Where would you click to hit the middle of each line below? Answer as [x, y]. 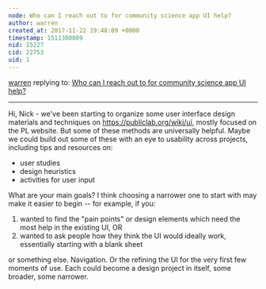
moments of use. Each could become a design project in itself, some [120, 268]
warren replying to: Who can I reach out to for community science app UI [127, 82]
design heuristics [48, 171]
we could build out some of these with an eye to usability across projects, [128, 139]
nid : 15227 [26, 45]
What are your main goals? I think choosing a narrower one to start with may [133, 195]
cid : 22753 [26, 52]
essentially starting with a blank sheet [81, 244]
